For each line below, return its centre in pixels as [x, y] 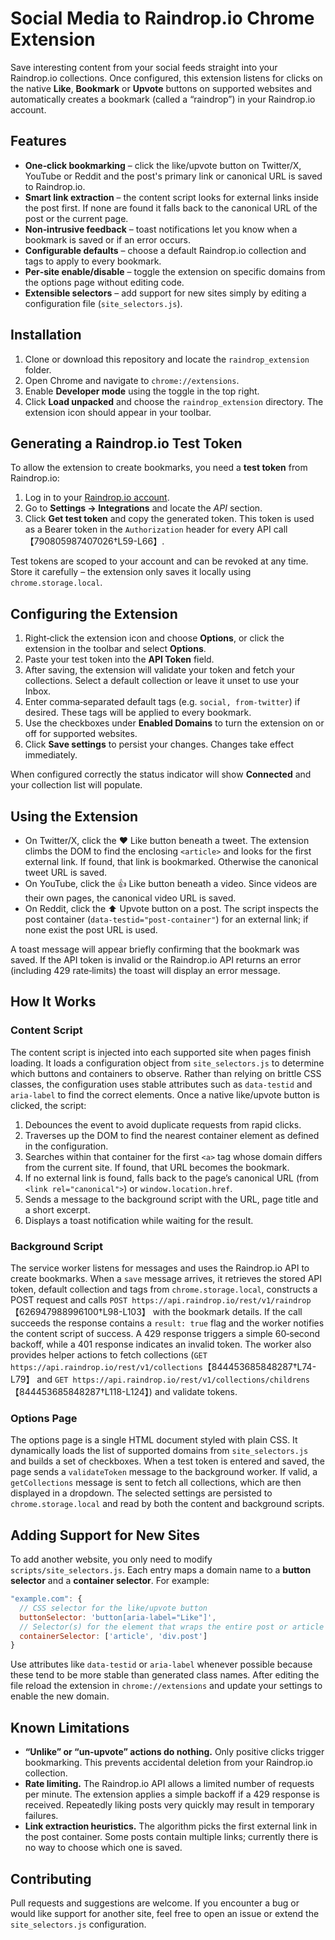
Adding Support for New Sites [105, 1535]
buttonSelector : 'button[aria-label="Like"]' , [118, 1617]
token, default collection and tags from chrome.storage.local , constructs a [164, 1289]
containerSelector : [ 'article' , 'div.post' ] [113, 1636]
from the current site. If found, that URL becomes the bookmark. [157, 1167]
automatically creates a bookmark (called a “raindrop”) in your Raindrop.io [163, 99]
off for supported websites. [81, 734]
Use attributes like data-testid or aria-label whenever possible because [161, 1664]
